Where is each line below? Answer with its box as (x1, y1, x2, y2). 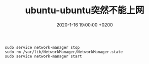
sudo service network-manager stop (5, 45, 80, 50)
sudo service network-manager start (5, 54, 82, 59)
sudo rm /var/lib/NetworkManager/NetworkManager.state (5, 49, 123, 54)
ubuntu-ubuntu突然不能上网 (25, 5, 144, 16)
